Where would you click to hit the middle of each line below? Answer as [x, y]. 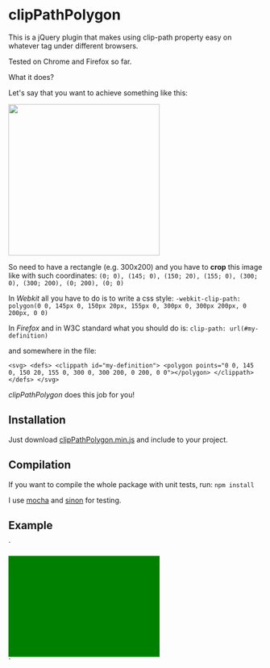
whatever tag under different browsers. [73, 45]
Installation [37, 420]
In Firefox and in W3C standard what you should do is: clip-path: [118, 328]
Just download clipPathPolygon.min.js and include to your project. [118, 439]
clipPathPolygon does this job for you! [72, 394]
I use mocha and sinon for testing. [65, 500]
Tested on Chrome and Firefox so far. [70, 61]
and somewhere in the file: [52, 351]
